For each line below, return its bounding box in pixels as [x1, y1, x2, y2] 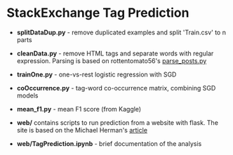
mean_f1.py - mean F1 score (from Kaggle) [16, 105, 142, 113]
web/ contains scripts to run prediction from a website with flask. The [16, 118, 219, 127]
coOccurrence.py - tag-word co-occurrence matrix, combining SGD [16, 83, 216, 92]
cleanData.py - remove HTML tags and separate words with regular [16, 49, 214, 58]
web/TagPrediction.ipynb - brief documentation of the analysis [16, 139, 202, 148]
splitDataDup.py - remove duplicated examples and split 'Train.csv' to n [16, 28, 226, 36]
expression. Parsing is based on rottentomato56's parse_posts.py [16, 56, 207, 65]
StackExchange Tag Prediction [6, 5, 189, 21]
